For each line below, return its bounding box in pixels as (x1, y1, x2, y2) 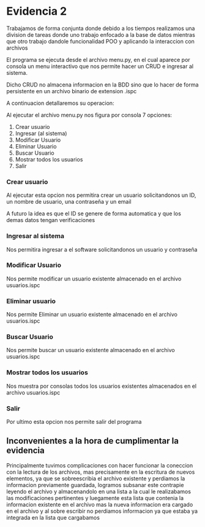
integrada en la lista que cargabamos (6, 514, 100, 521)
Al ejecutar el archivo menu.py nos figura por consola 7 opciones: (6, 111, 173, 118)
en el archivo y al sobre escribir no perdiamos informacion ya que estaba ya (6, 507, 198, 515)
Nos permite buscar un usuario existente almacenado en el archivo (6, 347, 176, 354)
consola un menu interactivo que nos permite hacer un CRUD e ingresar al (6, 63, 194, 70)
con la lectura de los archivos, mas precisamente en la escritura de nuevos (6, 468, 195, 475)
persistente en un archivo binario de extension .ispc (6, 87, 137, 94)
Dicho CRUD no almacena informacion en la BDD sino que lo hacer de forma (6, 81, 199, 88)
